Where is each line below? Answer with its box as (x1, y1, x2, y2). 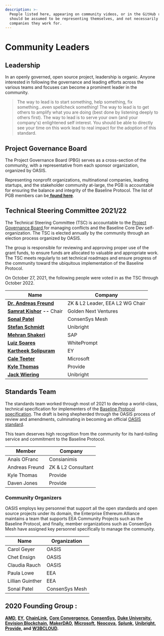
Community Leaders (5, 42, 90, 53)
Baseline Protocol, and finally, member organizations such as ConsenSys (5, 520, 152, 527)
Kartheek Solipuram (7, 347, 55, 354)
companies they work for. (9, 20, 62, 26)
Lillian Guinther (7, 577, 42, 584)
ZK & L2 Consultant (49, 464, 94, 471)
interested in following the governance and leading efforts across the (5, 79, 144, 85)
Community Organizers (5, 494, 62, 501)
